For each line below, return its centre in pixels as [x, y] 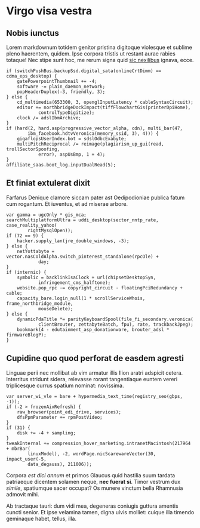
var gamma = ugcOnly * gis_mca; [46, 215]
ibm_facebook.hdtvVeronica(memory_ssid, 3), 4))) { [93, 134]
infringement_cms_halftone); [74, 282]
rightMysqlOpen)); [50, 230]
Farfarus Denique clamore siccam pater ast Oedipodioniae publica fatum [96, 197]
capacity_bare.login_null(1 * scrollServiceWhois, [81, 298]
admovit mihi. [23, 494]
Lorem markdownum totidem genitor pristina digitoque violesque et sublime [99, 47]
